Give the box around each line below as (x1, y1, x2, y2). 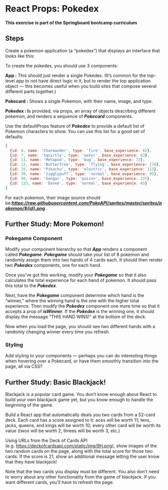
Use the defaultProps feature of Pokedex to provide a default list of (5, 123, 145, 129)
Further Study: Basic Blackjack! (5, 378, 106, 386)
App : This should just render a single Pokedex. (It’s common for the (5, 72, 146, 78)
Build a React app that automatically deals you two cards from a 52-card (5, 412, 155, 418)
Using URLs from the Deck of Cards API (5, 438, 88, 444)
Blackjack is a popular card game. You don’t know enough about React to (5, 391, 157, 398)
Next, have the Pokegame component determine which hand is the (5, 292, 144, 299)
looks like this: (5, 53, 35, 59)
